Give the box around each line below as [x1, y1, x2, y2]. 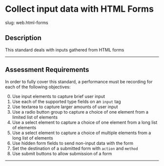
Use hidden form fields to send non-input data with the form [12, 140, 133, 146]
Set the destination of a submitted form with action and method [12, 145, 138, 151]
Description [5, 34, 41, 42]
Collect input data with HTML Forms [5, 3, 154, 15]
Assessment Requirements [5, 66, 89, 74]
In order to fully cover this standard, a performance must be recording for [5, 78, 153, 84]
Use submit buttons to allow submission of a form [12, 150, 112, 156]
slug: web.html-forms [5, 20, 48, 25]
